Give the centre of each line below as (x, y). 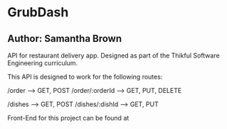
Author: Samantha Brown (65, 39)
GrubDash (38, 12)
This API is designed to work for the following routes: (85, 77)
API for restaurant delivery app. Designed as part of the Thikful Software (114, 55)
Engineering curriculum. (43, 63)
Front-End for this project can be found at (68, 118)
